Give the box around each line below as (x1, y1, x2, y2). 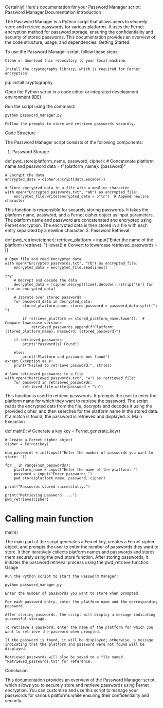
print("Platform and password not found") (22, 354, 110, 359)
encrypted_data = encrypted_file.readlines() (14, 265, 108, 270)
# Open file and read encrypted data (5, 257, 82, 262)
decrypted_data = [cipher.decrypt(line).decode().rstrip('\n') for (14, 282, 153, 287)
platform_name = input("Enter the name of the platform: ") (14, 467, 138, 472)
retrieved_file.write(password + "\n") (22, 384, 104, 389)
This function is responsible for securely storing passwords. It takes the (5, 207, 149, 212)
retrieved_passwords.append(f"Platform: (31, 325, 114, 330)
